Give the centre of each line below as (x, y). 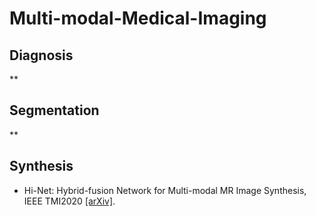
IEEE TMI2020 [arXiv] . (69, 201)
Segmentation (54, 110)
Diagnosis (41, 55)
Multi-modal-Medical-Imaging (138, 18)
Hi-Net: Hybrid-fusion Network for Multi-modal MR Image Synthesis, (165, 190)
